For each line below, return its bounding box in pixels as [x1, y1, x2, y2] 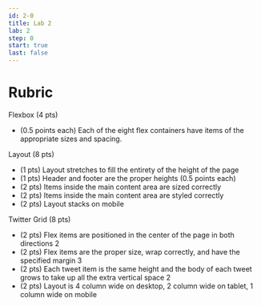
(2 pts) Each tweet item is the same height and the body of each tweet [19, 264, 252, 273]
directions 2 [19, 238, 60, 248]
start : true [8, 42, 48, 50]
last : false [8, 49, 48, 57]
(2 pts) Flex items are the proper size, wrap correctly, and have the [19, 247, 240, 256]
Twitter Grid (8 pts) [8, 214, 71, 224]
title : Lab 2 [8, 19, 52, 27]
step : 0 [8, 34, 34, 42]
